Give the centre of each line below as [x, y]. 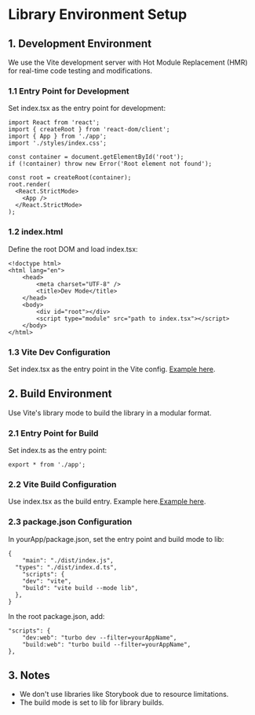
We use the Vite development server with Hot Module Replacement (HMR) [128, 62]
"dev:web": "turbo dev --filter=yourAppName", [100, 638]
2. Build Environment [60, 394]
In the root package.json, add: [56, 616]
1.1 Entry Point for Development [69, 90]
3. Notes [29, 675]
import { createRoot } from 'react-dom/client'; [89, 130]
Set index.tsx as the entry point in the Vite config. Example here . [112, 369]
